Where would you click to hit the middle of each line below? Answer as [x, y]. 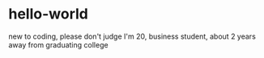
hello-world [49, 14]
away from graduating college [58, 44]
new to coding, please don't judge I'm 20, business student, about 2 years [132, 36]
